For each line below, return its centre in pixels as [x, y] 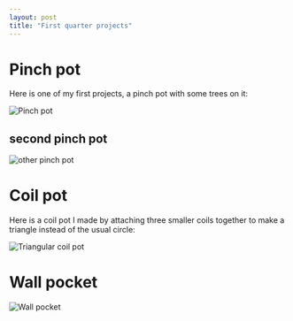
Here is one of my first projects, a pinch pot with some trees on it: [129, 94]
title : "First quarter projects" [71, 26]
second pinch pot [58, 138]
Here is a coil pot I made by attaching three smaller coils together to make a [147, 220]
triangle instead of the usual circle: [72, 230]
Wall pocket [54, 283]
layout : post [33, 17]
